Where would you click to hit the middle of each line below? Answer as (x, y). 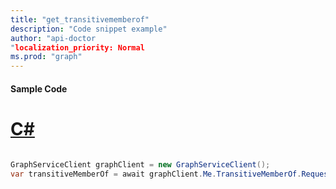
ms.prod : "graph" (46, 57)
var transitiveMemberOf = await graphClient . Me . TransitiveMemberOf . (156, 174)
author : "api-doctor (53, 38)
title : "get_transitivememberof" (80, 19)
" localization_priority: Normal (77, 47)
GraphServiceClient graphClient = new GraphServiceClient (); (140, 164)
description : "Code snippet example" (89, 29)
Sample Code (39, 88)
